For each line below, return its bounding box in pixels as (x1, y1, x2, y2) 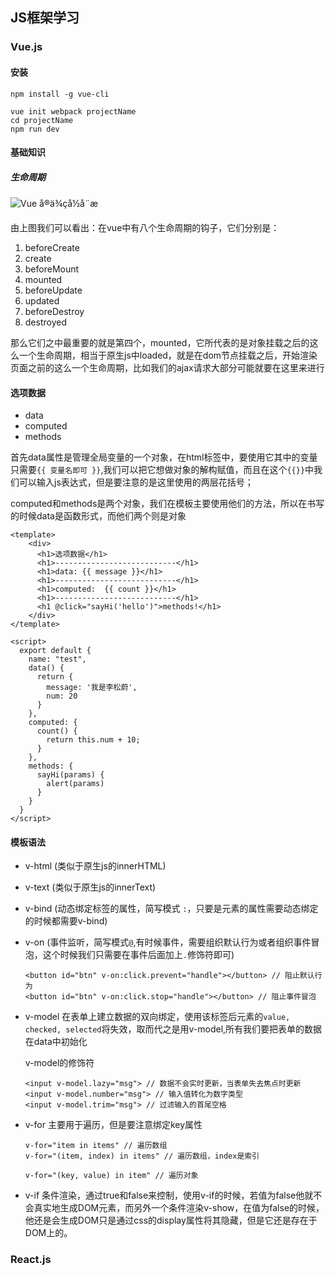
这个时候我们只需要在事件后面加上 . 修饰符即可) (42, 949, 235, 961)
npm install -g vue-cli (10, 89, 110, 99)
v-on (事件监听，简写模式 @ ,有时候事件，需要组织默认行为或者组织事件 (24, 936, 312, 948)
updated (24, 295, 60, 307)
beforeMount (24, 263, 80, 275)
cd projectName (10, 115, 74, 125)
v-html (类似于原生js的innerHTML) (24, 860, 167, 872)
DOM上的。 (24, 1227, 73, 1239)
